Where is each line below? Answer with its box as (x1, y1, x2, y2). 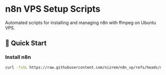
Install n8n (5, 54, 31, 61)
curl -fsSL (5, 65, 28, 70)
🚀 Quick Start (5, 39, 47, 48)
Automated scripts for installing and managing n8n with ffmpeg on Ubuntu (5, 20, 157, 25)
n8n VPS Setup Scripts (5, 3, 101, 15)
